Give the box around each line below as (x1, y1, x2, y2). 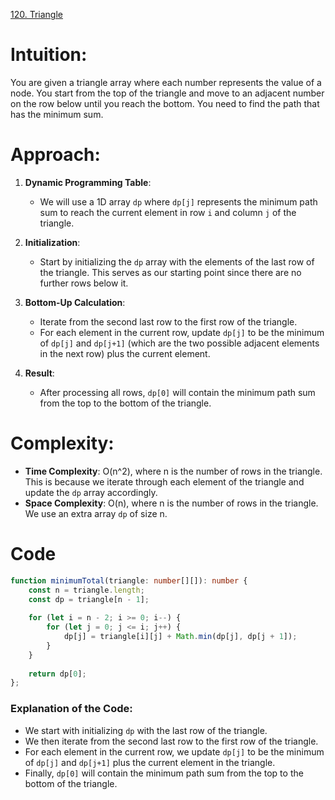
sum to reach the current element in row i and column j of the (39, 206, 297, 218)
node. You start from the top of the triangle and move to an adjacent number (10, 87, 325, 99)
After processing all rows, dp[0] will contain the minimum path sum (39, 386, 316, 398)
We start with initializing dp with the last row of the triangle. (24, 724, 268, 736)
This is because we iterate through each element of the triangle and (24, 475, 305, 488)
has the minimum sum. (10, 108, 104, 120)
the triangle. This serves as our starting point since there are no (39, 266, 302, 278)
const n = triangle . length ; (28, 585, 145, 595)
